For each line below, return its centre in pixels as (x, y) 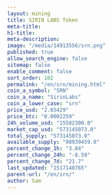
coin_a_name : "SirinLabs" (44, 98)
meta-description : (33, 39)
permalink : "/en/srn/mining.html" (57, 84)
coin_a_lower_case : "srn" (44, 104)
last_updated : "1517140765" (47, 168)
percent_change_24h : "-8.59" (49, 155)
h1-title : (21, 33)
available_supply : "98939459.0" (53, 142)
